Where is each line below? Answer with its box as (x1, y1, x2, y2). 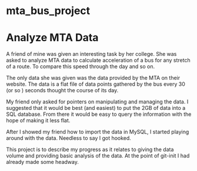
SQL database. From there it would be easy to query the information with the (6, 110, 192, 118)
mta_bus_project (6, 4, 91, 18)
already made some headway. (6, 159, 79, 166)
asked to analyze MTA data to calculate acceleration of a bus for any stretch (6, 57, 191, 64)
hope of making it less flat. (6, 117, 71, 124)
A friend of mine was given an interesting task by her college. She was (6, 51, 177, 58)
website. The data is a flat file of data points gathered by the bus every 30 (6, 81, 185, 88)
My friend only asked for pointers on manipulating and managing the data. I (6, 98, 189, 105)
